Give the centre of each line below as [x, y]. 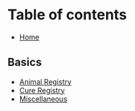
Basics [25, 62]
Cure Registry [42, 90]
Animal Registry [45, 81]
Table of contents [67, 15]
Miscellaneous [43, 99]
